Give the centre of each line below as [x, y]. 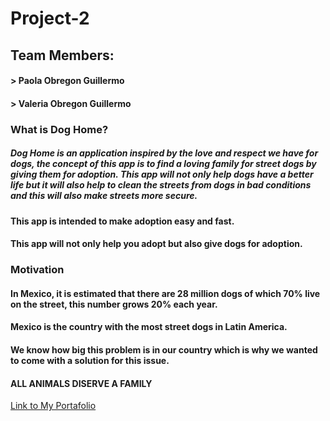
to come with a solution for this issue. [90, 360]
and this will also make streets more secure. [104, 196]
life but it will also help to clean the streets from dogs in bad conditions [161, 185]
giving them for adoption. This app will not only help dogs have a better [162, 174]
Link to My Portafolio [53, 406]
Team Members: [62, 55]
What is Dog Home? [59, 129]
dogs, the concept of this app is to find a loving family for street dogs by [163, 164]
